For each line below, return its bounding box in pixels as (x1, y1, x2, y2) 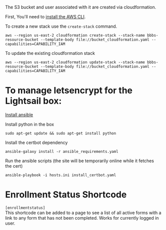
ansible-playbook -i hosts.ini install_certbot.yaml (5, 173, 116, 178)
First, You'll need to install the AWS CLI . (5, 14, 86, 19)
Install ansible (5, 111, 33, 118)
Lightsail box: (5, 95, 62, 107)
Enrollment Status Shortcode (5, 189, 127, 200)
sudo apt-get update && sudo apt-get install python (5, 131, 116, 136)
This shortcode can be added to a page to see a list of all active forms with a (5, 210, 162, 216)
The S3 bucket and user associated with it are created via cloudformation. (5, 4, 156, 10)
